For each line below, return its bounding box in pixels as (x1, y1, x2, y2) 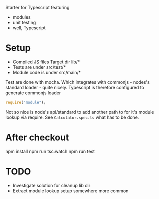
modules (12, 14, 31, 20)
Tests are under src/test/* (12, 64, 66, 70)
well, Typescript (12, 25, 46, 31)
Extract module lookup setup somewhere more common (12, 188, 129, 194)
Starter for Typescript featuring (5, 5, 70, 10)
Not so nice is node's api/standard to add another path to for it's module (5, 109, 154, 115)
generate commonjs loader (5, 90, 61, 96)
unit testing (12, 20, 36, 25)
